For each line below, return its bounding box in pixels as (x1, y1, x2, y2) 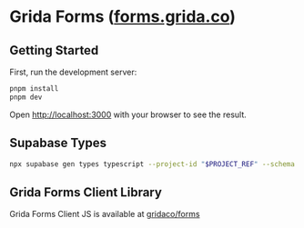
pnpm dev (9, 93, 43, 102)
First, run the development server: (9, 66, 137, 77)
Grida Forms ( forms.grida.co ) (9, 6, 237, 27)
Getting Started (9, 43, 99, 58)
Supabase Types (9, 135, 107, 151)
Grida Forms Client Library (9, 184, 162, 200)
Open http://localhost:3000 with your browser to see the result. (9, 109, 248, 120)
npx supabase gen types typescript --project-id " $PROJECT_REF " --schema (9, 159, 296, 169)
